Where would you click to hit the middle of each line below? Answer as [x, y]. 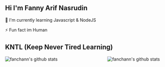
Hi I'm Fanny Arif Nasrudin [46, 8]
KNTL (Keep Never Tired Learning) [59, 47]
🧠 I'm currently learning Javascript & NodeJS [51, 20]
